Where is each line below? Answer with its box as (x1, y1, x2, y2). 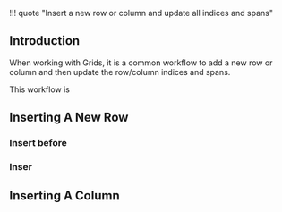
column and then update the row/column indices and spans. (9, 66, 231, 77)
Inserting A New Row (9, 110, 129, 125)
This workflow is (9, 84, 70, 95)
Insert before (9, 137, 67, 149)
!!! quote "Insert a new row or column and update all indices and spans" (9, 8, 273, 18)
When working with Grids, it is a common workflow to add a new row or (9, 57, 273, 68)
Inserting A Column (9, 188, 120, 204)
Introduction (9, 33, 81, 48)
